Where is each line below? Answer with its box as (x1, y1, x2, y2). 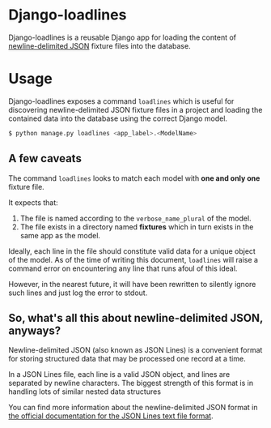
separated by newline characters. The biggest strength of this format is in (8, 379, 253, 388)
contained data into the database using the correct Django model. (8, 113, 228, 123)
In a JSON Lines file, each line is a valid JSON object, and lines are (8, 370, 231, 379)
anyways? (8, 323, 61, 337)
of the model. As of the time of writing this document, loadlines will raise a (8, 255, 259, 264)
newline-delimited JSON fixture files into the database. (8, 41, 192, 50)
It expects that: (8, 197, 58, 208)
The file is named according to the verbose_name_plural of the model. (19, 213, 252, 223)
